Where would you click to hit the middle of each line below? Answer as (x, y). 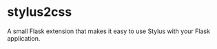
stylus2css (40, 12)
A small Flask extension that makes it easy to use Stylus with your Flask (108, 31)
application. (24, 38)
